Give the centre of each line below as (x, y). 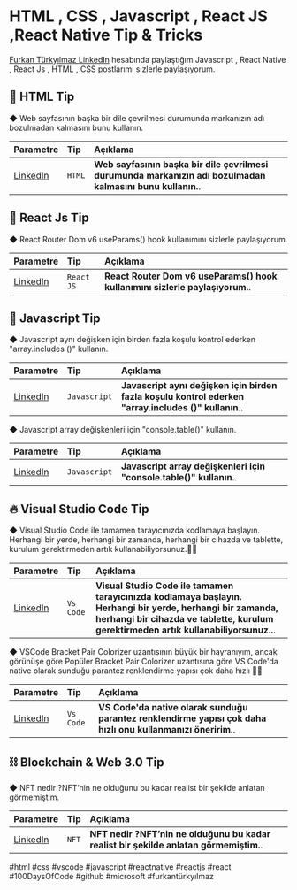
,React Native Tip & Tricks (106, 35)
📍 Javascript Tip (55, 318)
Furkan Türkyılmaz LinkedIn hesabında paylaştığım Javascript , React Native (148, 59)
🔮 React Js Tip (49, 218)
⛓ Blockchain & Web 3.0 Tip (87, 762)
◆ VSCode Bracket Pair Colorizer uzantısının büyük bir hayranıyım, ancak (143, 652)
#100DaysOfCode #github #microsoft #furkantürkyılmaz (112, 876)
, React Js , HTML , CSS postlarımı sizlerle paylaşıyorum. (112, 69)
